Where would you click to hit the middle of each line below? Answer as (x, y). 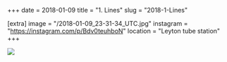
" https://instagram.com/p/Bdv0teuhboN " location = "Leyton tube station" (114, 31)
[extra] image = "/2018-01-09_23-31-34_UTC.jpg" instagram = (98, 23)
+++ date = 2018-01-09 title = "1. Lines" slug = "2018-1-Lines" (98, 10)
